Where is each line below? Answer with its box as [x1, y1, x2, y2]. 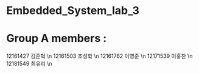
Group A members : [6, 32, 107, 46]
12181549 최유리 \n [6, 60, 53, 68]
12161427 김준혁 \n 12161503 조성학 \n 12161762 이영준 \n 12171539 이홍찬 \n [6, 52, 193, 60]
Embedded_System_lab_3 [6, 4, 140, 18]
